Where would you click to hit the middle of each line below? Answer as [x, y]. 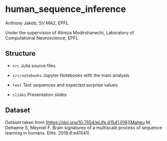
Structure [20, 54]
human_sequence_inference [66, 9]
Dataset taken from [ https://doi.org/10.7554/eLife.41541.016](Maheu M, [78, 122]
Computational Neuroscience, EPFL [42, 38]
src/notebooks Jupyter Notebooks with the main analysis [71, 75]
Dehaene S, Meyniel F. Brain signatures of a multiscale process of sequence [84, 128]
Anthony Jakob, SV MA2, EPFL [37, 23]
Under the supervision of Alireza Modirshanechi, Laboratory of [70, 32]
